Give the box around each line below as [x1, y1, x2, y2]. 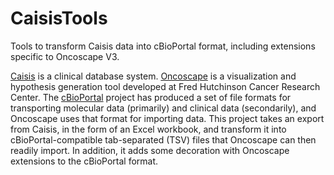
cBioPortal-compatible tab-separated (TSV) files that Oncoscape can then [10, 133, 317, 146]
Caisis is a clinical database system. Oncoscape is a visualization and [10, 70, 297, 82]
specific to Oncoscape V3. [10, 50, 120, 62]
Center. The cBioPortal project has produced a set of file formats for [10, 91, 292, 103]
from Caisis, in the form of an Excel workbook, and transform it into [10, 123, 287, 135]
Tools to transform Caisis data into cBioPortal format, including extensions [10, 40, 316, 52]
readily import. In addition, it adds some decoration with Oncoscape [10, 144, 290, 156]
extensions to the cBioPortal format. [10, 155, 159, 167]
